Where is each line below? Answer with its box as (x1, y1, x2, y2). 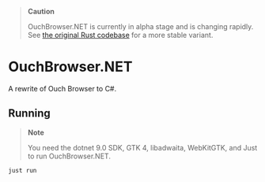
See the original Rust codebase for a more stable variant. (27, 31, 214, 39)
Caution (27, 7, 55, 16)
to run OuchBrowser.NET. (27, 151, 111, 161)
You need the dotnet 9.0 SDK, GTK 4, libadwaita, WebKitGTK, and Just (27, 143, 258, 152)
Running (8, 106, 51, 121)
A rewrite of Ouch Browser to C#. (8, 84, 117, 93)
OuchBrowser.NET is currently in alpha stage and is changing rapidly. (27, 22, 254, 31)
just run (8, 166, 37, 174)
